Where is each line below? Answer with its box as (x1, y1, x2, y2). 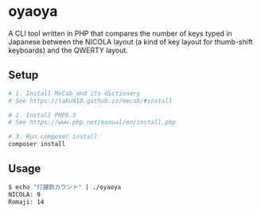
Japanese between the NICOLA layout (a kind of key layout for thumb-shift (8, 36, 253, 46)
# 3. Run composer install (8, 133, 98, 141)
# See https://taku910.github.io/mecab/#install (8, 97, 173, 105)
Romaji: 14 (8, 197, 45, 206)
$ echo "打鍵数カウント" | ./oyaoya (8, 183, 122, 191)
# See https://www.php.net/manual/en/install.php (8, 118, 177, 127)
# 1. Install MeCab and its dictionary (8, 90, 141, 97)
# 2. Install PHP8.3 (8, 111, 77, 119)
